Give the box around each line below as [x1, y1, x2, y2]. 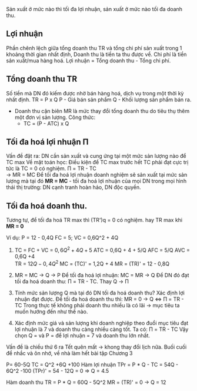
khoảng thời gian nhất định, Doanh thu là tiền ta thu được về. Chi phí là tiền [6, 51, 187, 58]
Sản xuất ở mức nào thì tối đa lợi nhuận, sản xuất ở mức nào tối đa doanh [6, 6, 183, 12]
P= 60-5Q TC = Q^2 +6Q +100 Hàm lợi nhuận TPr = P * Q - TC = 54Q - [6, 361, 179, 368]
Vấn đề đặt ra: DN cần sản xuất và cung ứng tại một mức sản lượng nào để [6, 153, 186, 160]
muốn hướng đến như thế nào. [14, 308, 88, 315]
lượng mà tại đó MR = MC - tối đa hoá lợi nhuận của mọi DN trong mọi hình [6, 177, 187, 185]
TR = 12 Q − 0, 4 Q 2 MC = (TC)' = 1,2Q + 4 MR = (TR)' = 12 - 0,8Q [14, 259, 169, 267]
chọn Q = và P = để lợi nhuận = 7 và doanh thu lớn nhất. [14, 332, 151, 339]
